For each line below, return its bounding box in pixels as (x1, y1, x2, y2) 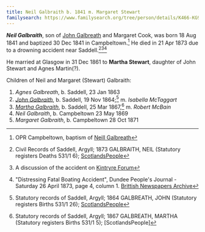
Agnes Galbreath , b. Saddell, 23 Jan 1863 (15, 88, 120, 95)
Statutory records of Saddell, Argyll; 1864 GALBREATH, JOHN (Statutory (15, 194, 197, 201)
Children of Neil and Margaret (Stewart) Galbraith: (6, 76, 132, 84)
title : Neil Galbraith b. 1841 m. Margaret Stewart (6, 9, 140, 15)
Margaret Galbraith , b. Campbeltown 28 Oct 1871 (15, 117, 139, 124)
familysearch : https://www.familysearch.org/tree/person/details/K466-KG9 (6, 15, 201, 21)
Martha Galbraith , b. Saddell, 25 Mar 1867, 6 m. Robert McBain (15, 102, 171, 111)
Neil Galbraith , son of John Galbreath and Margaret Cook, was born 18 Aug (6, 31, 196, 38)
